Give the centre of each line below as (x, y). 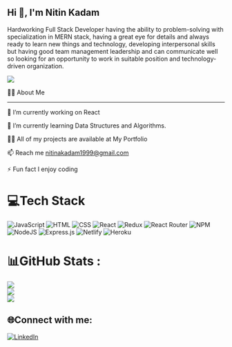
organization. (45, 66)
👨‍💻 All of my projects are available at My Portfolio (77, 139)
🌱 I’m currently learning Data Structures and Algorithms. (87, 126)
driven (16, 66)
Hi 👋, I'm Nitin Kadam (54, 13)
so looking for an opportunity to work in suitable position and (94, 59)
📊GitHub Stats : (54, 261)
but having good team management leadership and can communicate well (113, 51)
